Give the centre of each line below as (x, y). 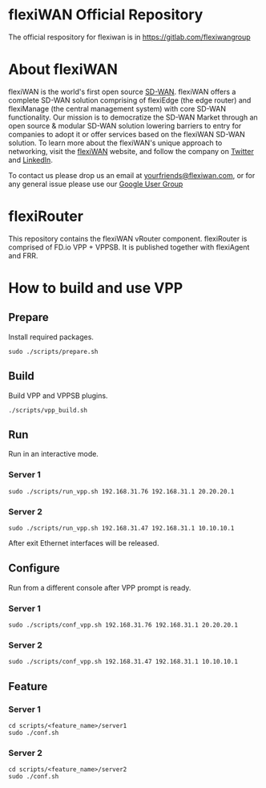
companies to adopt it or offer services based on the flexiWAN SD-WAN (127, 134)
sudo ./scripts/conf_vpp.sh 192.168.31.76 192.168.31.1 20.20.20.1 (123, 625)
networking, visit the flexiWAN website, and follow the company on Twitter (131, 151)
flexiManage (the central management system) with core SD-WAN (117, 108)
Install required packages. (51, 337)
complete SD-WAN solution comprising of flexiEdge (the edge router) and (130, 100)
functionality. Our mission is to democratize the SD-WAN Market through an (133, 117)
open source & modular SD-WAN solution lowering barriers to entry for (125, 125)
